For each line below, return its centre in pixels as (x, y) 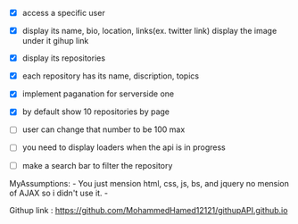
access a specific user (63, 13)
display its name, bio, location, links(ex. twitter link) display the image (149, 31)
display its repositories (63, 58)
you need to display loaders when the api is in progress (124, 147)
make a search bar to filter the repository (97, 165)
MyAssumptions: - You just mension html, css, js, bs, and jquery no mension (149, 183)
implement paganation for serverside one (98, 94)
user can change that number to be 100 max (103, 129)
